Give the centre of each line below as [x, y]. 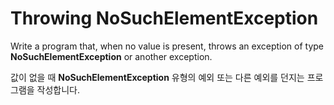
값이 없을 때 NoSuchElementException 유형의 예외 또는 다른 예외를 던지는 [157, 77]
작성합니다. [58, 89]
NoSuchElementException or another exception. [111, 56]
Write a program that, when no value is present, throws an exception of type [167, 46]
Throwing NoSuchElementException [164, 18]
